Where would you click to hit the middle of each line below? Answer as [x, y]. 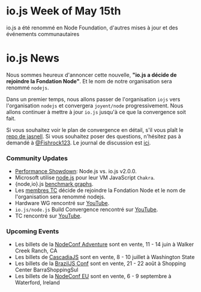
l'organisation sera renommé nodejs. [60, 197]
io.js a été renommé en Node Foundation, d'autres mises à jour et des [92, 28]
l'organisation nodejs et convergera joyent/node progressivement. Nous [95, 106]
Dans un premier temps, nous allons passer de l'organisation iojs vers [93, 99]
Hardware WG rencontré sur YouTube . [62, 203]
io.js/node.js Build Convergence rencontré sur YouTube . [86, 210]
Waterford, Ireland [37, 282]
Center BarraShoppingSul [46, 270]
